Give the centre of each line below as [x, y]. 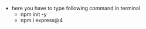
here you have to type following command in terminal [76, 8]
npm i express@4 [42, 20]
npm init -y [33, 14]
